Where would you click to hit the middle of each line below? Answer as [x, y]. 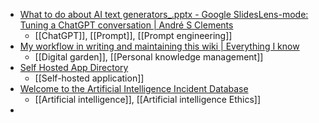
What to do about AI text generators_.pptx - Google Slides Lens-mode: [164, 14]
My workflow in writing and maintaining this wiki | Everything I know [159, 46]
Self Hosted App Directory [74, 67]
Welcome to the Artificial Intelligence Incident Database [134, 88]
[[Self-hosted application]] [89, 78]
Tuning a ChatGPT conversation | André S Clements [126, 25]
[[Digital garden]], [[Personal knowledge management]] [149, 57]
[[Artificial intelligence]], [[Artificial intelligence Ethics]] [148, 99]
